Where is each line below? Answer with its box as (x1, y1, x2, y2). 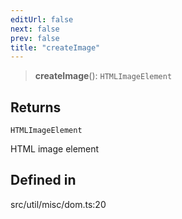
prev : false (10, 33, 60, 43)
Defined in (10, 172, 77, 189)
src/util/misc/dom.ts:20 (10, 198, 107, 210)
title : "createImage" (10, 42, 101, 53)
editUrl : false (10, 14, 74, 25)
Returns (10, 99, 62, 116)
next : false (10, 24, 60, 34)
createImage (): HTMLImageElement (34, 70, 173, 82)
